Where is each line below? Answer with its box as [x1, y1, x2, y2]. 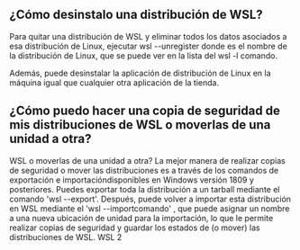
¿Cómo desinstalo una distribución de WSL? [9, 7, 263, 22]
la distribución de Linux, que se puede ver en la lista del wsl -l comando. [9, 49, 277, 61]
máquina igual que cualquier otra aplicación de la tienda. [9, 76, 219, 88]
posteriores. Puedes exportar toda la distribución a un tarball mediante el [9, 183, 280, 194]
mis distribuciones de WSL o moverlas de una [9, 117, 271, 133]
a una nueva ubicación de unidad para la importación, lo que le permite [9, 212, 274, 223]
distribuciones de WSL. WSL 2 [9, 231, 123, 242]
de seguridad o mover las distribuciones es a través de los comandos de [9, 165, 279, 175]
